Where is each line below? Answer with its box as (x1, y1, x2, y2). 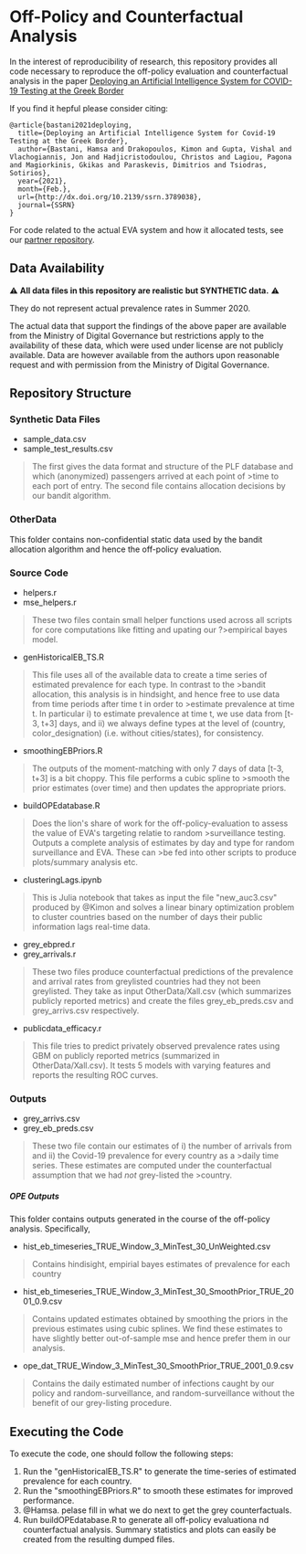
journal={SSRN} (17, 200, 76, 209)
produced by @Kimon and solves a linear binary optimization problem (31, 902, 295, 913)
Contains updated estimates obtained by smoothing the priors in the (31, 1314, 289, 1325)
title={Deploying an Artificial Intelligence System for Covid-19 (17, 128, 276, 138)
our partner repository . (9, 234, 95, 245)
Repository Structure (9, 386, 132, 401)
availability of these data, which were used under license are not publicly (9, 340, 284, 351)
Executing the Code (9, 1423, 124, 1440)
